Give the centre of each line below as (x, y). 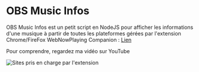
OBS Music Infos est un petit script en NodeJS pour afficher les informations (100, 27)
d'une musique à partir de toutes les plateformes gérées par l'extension (94, 33)
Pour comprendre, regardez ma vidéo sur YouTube (68, 51)
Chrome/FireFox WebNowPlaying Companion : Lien (69, 40)
